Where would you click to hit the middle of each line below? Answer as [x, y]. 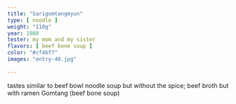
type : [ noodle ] [33, 20]
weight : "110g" [29, 27]
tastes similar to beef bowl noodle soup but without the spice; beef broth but [118, 85]
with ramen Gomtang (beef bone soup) [64, 93]
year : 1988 [23, 33]
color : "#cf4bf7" [33, 53]
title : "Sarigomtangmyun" [45, 14]
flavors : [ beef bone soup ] [50, 46]
